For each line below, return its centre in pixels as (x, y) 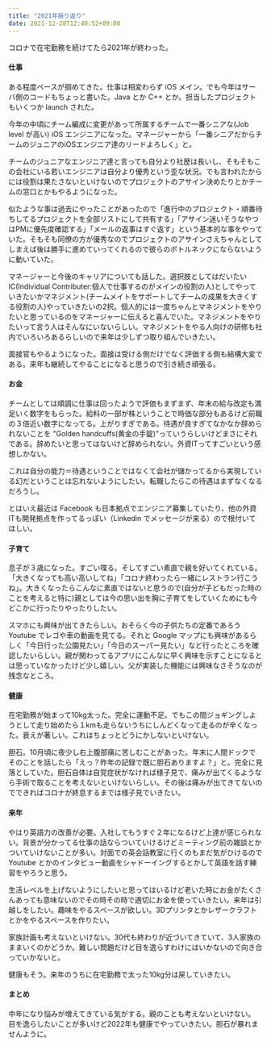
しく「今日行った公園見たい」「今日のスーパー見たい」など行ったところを (130, 645)
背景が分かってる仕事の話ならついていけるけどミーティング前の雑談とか (142, 842)
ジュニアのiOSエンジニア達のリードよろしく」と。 (113, 144)
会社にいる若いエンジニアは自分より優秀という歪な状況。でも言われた (131, 171)
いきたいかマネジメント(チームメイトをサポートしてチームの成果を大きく (129, 296)
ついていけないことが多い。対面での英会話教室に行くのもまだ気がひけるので (135, 852)
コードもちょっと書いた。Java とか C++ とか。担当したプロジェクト (143, 97)
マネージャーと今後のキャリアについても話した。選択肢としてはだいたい (128, 276)
